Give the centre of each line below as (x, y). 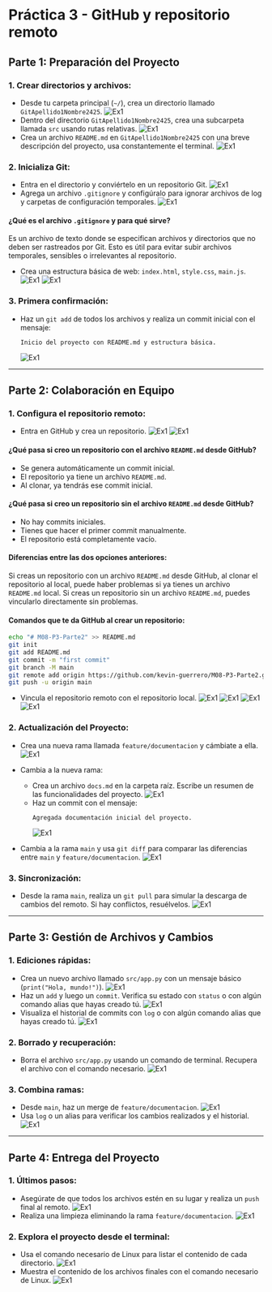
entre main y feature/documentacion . (80, 857)
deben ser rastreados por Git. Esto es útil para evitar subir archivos (120, 247)
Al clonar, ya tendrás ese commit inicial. (86, 485)
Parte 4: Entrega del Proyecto (84, 1158)
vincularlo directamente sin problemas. (73, 601)
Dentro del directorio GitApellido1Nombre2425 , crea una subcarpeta (132, 120)
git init (23, 645)
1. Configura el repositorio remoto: (77, 413)
